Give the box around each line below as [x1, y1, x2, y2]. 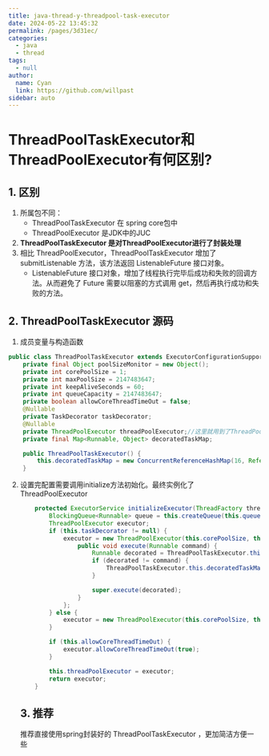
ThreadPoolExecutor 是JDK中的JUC [31, 228, 151, 238]
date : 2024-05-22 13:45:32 [8, 19, 98, 27]
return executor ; [49, 675, 106, 683]
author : [8, 71, 34, 79]
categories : [8, 34, 48, 43]
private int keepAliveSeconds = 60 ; [22, 383, 146, 391]
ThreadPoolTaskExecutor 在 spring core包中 [31, 218, 178, 228]
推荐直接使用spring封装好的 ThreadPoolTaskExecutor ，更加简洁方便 [19, 730, 247, 739]
